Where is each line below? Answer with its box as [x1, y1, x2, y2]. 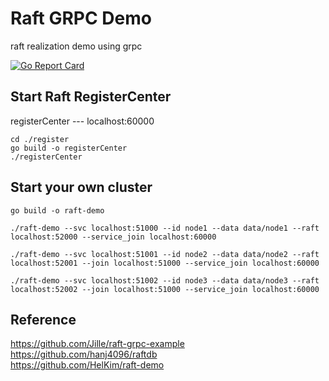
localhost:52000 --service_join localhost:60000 [10, 232, 217, 242]
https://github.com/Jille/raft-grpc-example [10, 338, 185, 350]
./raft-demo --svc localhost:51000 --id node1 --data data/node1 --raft [10, 223, 320, 233]
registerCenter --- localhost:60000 [10, 115, 155, 127]
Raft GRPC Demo [10, 7, 152, 30]
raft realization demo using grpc [10, 40, 143, 52]
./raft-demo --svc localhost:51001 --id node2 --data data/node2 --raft [10, 249, 320, 259]
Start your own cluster [10, 179, 153, 196]
